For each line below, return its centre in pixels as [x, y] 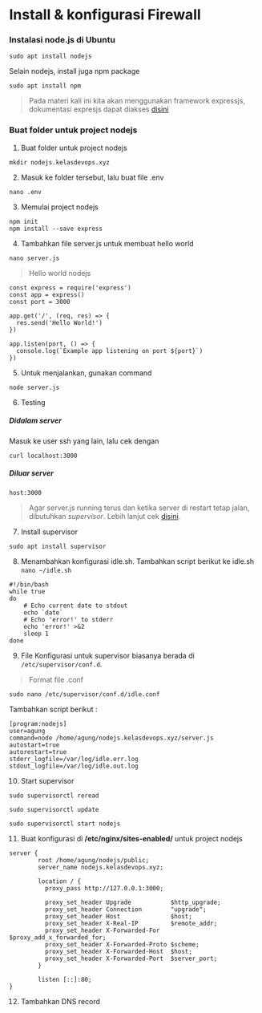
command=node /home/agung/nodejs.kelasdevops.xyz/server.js [112, 738]
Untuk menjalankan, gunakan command [86, 373]
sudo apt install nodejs [50, 57]
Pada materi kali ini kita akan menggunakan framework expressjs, [137, 101]
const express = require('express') [70, 288]
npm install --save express [56, 229]
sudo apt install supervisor [58, 546]
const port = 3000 [40, 302]
